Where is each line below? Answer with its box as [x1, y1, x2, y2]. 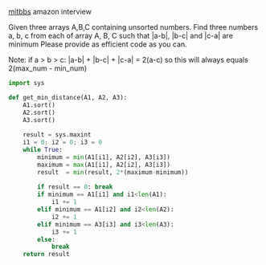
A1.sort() [23, 100, 56, 109]
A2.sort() [23, 108, 56, 116]
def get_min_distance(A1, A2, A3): [8, 93, 128, 101]
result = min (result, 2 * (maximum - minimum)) [37, 168, 189, 176]
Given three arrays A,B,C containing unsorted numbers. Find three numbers [8, 22, 259, 31]
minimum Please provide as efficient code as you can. [8, 39, 187, 49]
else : [37, 235, 56, 243]
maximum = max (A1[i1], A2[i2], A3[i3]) [37, 161, 171, 169]
